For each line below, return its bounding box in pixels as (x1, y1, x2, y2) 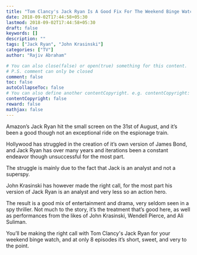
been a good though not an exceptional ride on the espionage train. (6, 129, 169, 136)
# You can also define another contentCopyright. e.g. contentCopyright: (6, 90, 191, 96)
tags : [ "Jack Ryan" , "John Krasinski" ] (6, 42, 104, 48)
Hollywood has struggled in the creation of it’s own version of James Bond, (6, 140, 188, 147)
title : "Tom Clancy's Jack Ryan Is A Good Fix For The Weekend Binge (6, 8, 180, 15)
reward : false (6, 101, 41, 107)
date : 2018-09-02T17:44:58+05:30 (6, 14, 88, 20)
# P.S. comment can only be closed (6, 68, 93, 74)
